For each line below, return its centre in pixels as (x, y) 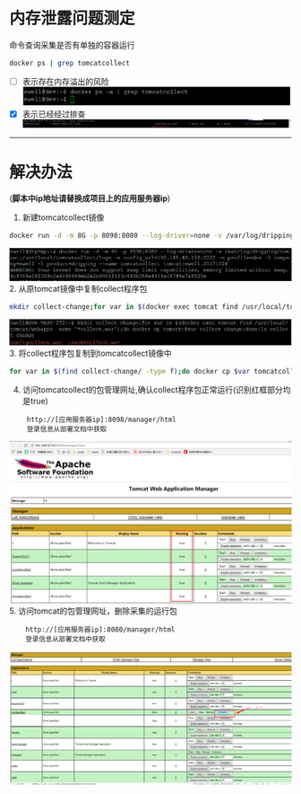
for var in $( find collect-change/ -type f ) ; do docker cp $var (130, 371)
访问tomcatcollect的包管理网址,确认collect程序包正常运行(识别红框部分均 (156, 389)
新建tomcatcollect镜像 (63, 217)
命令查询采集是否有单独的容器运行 (72, 45)
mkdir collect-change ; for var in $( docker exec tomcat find (124, 307)
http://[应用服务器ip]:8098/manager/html (102, 419)
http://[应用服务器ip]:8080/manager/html (100, 630)
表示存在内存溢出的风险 (65, 81)
